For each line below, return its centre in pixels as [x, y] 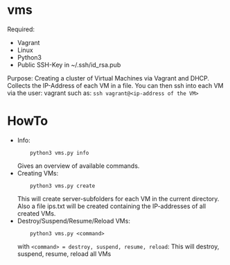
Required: [21, 29]
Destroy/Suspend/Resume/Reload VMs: [73, 221]
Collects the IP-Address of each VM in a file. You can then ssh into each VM [115, 85]
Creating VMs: [38, 173]
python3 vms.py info [60, 153]
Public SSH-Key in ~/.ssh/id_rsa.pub [69, 65]
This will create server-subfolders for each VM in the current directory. [118, 198]
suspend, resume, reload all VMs [64, 254]
